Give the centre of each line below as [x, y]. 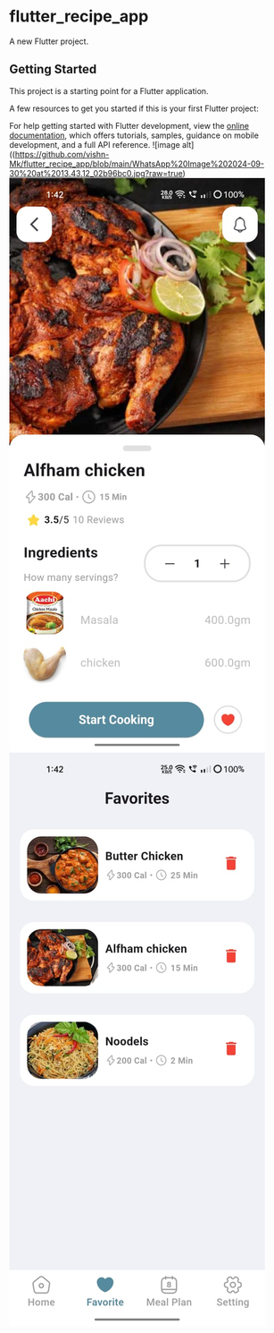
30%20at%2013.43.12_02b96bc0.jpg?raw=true [96, 173]
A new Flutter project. [49, 41]
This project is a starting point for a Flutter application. [109, 90]
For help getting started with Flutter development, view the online [129, 125]
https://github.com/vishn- [62, 154]
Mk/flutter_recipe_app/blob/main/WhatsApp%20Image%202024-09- [137, 164]
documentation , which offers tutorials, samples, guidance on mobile [134, 135]
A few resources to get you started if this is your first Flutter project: [134, 108]
